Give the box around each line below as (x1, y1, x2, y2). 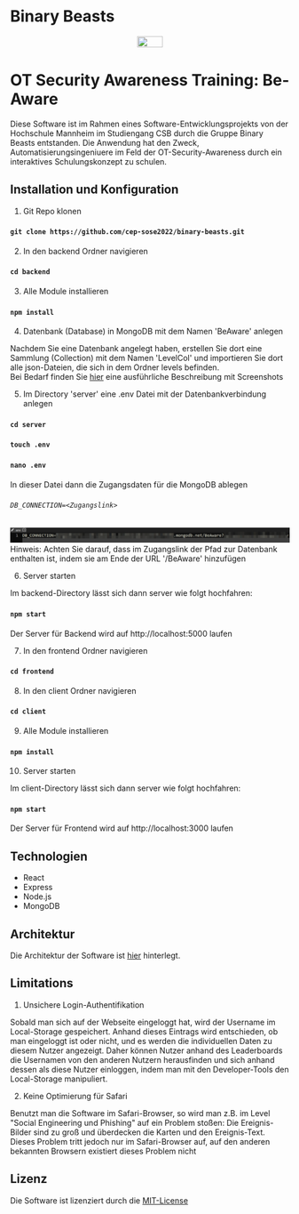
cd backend (10, 268, 51, 277)
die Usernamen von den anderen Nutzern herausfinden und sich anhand (10, 1054, 275, 1065)
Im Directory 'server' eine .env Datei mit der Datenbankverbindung (22, 389, 267, 399)
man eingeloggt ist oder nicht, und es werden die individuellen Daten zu (10, 1035, 273, 1046)
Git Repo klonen (22, 205, 83, 216)
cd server (10, 420, 47, 429)
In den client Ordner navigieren (22, 685, 137, 695)
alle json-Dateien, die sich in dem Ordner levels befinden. (10, 362, 220, 373)
